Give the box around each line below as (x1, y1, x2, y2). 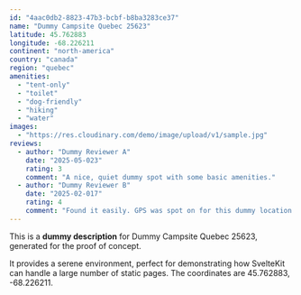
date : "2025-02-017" (25, 189, 103, 198)
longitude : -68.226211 (9, 38, 95, 48)
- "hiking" (17, 106, 59, 115)
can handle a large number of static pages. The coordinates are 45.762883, (9, 267, 290, 278)
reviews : (9, 139, 42, 148)
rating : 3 (25, 164, 63, 173)
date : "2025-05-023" (25, 155, 103, 165)
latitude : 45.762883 (9, 30, 87, 39)
